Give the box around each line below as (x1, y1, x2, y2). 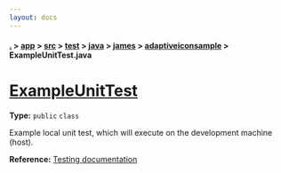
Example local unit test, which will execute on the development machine (9, 128, 273, 138)
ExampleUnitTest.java (9, 50, 92, 60)
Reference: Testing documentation (9, 154, 138, 165)
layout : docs (9, 12, 58, 22)
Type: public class (9, 110, 80, 121)
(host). (9, 137, 34, 147)
